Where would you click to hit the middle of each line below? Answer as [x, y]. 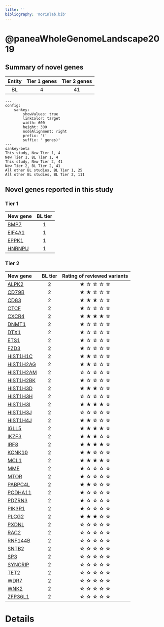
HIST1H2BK [22, 381]
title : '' [15, 10]
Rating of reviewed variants [95, 276]
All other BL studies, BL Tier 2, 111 [45, 174]
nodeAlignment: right [45, 131]
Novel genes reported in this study [59, 190]
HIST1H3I [19, 405]
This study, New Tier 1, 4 [33, 153]
